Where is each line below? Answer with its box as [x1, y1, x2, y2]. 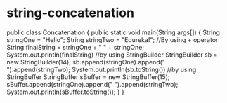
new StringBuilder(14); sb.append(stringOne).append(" [6, 57, 166, 66]
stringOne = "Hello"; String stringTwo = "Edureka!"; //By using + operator [6, 35, 219, 43]
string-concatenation [6, 5, 135, 21]
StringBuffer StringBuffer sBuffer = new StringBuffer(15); [6, 72, 170, 81]
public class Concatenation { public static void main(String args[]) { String [6, 28, 221, 36]
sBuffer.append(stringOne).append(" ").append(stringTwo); [6, 80, 179, 88]
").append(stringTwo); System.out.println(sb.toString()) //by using [6, 65, 197, 74]
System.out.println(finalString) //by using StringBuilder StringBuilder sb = [6, 50, 218, 59]
